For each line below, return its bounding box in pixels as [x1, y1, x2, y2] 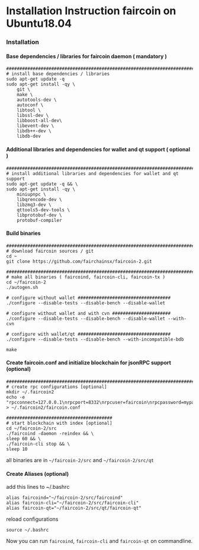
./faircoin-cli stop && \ [6, 441, 70, 447]
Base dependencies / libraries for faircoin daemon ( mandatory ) [6, 52, 167, 60]
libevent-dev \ [17, 123, 54, 129]
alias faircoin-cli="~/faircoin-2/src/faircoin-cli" [6, 500, 139, 506]
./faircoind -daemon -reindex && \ [6, 430, 94, 437]
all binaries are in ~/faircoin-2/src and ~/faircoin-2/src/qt [6, 456, 154, 463]
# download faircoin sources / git [6, 248, 94, 254]
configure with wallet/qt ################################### [11, 331, 171, 337]
